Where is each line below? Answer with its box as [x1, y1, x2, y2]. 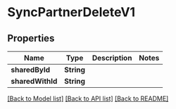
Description [92, 53, 132, 63]
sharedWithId [11, 77, 58, 86]
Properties [7, 32, 55, 44]
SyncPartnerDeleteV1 [7, 4, 136, 20]
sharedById [11, 65, 51, 75]
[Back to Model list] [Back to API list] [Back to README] [7, 94, 169, 103]
